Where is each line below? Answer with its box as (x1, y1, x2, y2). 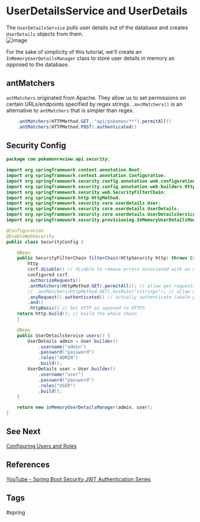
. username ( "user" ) (37, 371, 84, 377)
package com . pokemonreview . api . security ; (6, 156, 111, 162)
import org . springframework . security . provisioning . (6, 217, 137, 223)
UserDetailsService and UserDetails (6, 4, 188, 18)
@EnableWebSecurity (6, 233, 55, 239)
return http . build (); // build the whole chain (17, 311, 137, 317)
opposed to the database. (6, 61, 70, 68)
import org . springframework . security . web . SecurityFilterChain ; (6, 189, 167, 195)
